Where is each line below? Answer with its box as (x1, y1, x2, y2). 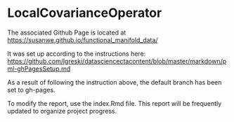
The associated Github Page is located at (7, 28, 126, 37)
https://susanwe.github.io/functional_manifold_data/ (7, 35, 158, 44)
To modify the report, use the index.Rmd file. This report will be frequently (7, 99, 222, 107)
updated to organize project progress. (7, 106, 117, 115)
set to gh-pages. (7, 85, 56, 94)
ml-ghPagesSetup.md (7, 64, 71, 73)
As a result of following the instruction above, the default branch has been (7, 78, 222, 86)
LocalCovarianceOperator (7, 5, 162, 21)
